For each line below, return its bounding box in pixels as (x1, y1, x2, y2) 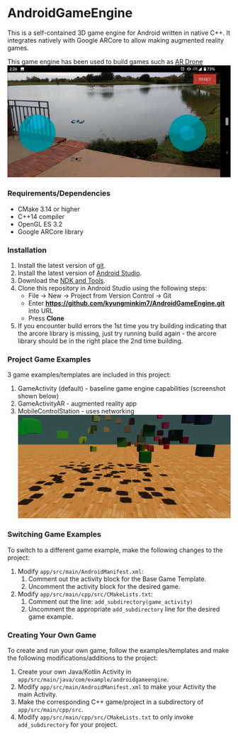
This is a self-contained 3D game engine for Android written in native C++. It (7, 28, 231, 37)
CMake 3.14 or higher (17, 205, 80, 213)
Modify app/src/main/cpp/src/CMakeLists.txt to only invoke (17, 713, 193, 721)
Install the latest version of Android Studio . (17, 269, 142, 278)
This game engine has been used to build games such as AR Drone (7, 57, 203, 65)
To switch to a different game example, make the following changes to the (7, 546, 223, 554)
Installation (7, 245, 47, 255)
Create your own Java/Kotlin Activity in (17, 667, 132, 676)
